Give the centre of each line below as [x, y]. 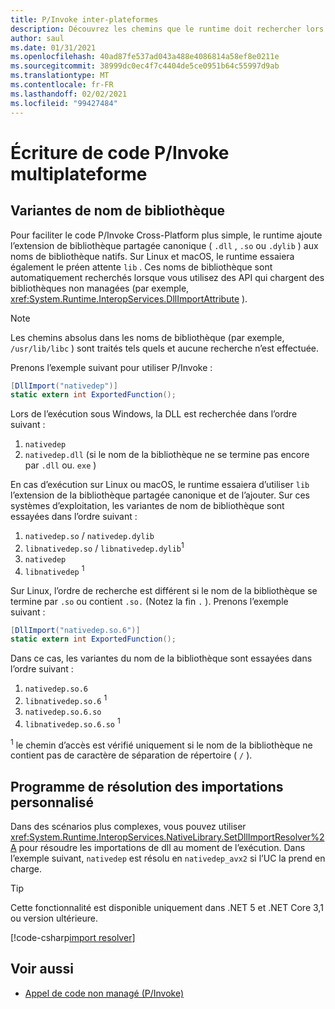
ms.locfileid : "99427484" [64, 103]
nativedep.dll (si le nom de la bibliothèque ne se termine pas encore [167, 455]
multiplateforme [79, 173]
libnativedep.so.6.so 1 [72, 723]
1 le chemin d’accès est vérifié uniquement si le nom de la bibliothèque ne [161, 744]
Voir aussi [42, 969]
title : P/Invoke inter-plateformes [84, 19]
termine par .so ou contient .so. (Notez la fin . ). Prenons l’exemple [149, 601]
